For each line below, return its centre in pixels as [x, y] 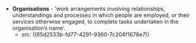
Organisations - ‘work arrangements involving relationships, [89, 9]
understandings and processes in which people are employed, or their [101, 15]
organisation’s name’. [39, 28]
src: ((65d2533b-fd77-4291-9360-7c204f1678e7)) [85, 35]
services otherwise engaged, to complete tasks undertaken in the [95, 21]
